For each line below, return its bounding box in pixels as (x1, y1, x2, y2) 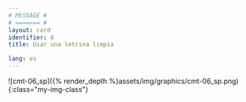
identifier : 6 (8, 33, 55, 42)
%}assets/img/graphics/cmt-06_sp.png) (108, 76, 239, 86)
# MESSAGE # (8, 11, 47, 20)
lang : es (8, 55, 37, 63)
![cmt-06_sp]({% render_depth (8, 76, 108, 86)
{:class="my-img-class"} (8, 85, 89, 94)
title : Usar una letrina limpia (8, 41, 114, 49)
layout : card (8, 26, 51, 34)
